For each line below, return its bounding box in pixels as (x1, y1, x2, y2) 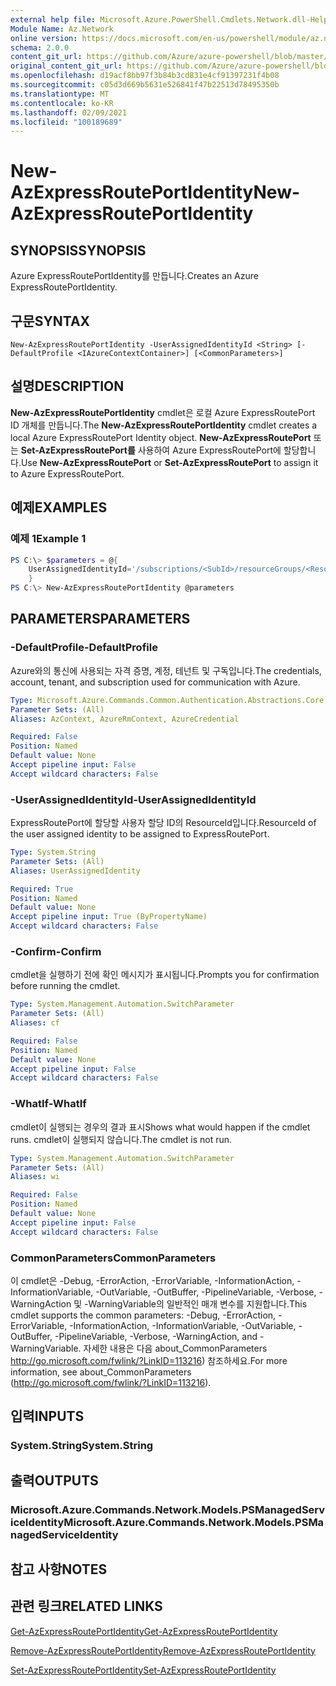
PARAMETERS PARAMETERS (10, 611, 191, 628)
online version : (10, 33, 78, 43)
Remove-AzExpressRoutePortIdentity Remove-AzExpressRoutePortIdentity (10, 1644, 316, 1656)
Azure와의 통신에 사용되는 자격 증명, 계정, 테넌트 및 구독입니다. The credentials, (10, 664, 322, 676)
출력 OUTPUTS (10, 1472, 99, 1489)
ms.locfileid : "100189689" (10, 117, 123, 127)
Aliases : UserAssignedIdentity (10, 866, 141, 876)
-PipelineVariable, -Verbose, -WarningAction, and (54, 1330, 258, 1342)
